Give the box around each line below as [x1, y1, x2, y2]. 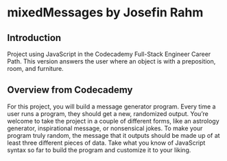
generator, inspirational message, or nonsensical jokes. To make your [7, 124, 203, 132]
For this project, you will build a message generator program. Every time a [7, 102, 216, 111]
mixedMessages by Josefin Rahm [7, 5, 204, 20]
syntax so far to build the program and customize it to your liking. [7, 145, 191, 154]
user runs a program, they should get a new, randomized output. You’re [7, 109, 209, 117]
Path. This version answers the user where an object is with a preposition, [7, 57, 216, 65]
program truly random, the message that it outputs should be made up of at [7, 131, 221, 139]
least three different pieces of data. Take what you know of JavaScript [7, 138, 206, 147]
